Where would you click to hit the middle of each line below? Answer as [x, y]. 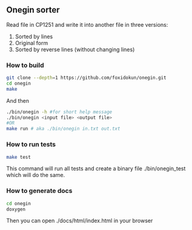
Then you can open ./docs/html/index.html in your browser [80, 221]
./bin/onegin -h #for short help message [59, 112]
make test [19, 157]
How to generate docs [39, 191]
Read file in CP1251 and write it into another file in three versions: [87, 24]
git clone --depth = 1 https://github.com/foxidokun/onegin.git [86, 78]
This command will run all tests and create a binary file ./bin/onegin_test [96, 169]
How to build [25, 65]
